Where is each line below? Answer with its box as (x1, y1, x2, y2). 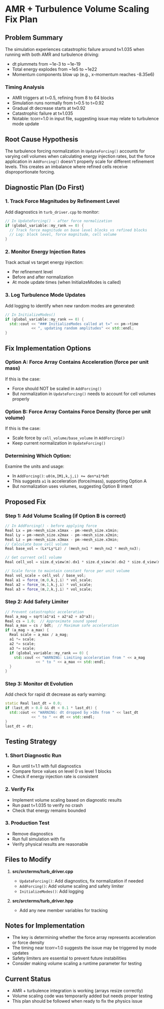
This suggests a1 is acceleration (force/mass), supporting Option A (12, 478, 147, 484)
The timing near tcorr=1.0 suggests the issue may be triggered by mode (12, 945, 157, 951)
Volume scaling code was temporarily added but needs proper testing (12, 993, 153, 999)
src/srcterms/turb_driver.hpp (12, 898, 74, 904)
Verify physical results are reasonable (12, 841, 88, 847)
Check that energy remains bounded (12, 807, 86, 813)
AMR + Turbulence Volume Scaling (5, 3, 149, 15)
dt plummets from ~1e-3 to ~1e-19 (12, 61, 81, 67)
